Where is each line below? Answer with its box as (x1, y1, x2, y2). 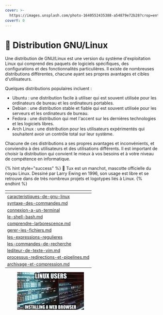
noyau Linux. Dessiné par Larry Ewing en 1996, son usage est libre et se (5, 170, 149, 177)
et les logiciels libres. (12, 121, 54, 127)
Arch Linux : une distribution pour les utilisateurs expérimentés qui (12, 126, 145, 132)
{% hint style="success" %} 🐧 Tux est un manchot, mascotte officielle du (5, 166, 151, 171)
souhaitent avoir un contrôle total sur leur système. (12, 131, 114, 137)
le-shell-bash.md (7, 214, 43, 219)
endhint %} (5, 181, 28, 187)
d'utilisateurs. (5, 76, 33, 82)
